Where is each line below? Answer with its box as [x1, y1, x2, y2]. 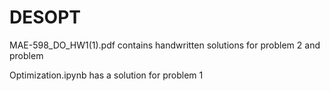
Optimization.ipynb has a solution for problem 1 [9, 69, 204, 81]
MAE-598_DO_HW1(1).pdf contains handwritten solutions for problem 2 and [9, 39, 321, 51]
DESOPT [9, 6, 81, 29]
